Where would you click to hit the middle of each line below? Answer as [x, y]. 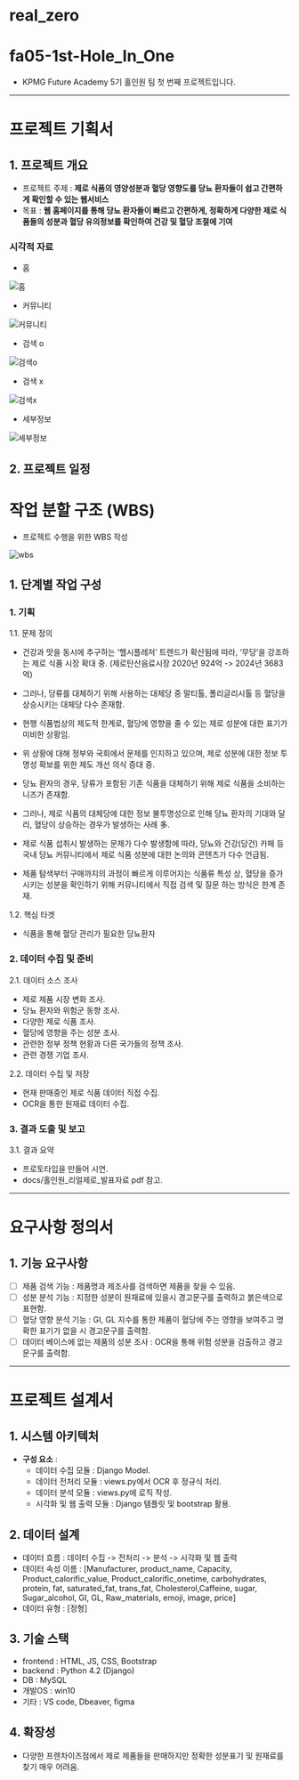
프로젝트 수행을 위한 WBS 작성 [75, 537]
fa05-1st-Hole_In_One [92, 57]
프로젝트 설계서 [61, 1400]
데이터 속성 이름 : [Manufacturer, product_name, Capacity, [127, 1569]
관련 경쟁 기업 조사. [55, 1055]
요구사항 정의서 [61, 1228]
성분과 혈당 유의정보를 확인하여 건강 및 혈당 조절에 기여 [139, 222]
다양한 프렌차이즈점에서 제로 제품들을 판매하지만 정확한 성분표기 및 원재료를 [153, 1755]
